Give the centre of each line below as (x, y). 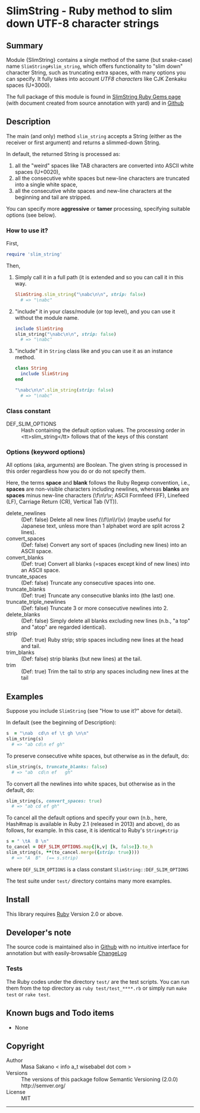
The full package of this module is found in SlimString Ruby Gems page (94, 97)
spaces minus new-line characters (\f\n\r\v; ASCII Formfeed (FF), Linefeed (98, 495)
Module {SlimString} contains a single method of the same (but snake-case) (99, 60)
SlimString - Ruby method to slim (89, 11)
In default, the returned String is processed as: (63, 154)
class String (31, 368)
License (16, 1092)
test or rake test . (28, 994)
